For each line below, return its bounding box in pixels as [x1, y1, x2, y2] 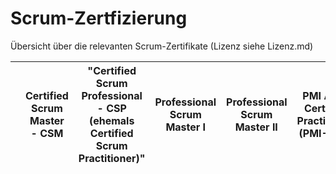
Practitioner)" [78, 151, 146, 165]
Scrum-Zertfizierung [10, 7, 188, 30]
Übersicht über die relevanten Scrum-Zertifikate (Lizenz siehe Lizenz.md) [10, 40, 314, 52]
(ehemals [88, 113, 135, 127]
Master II [234, 120, 278, 134]
